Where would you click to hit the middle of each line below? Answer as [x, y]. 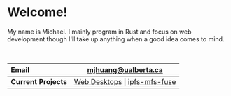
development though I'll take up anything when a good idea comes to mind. [116, 39]
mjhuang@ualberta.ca [125, 69]
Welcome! [37, 12]
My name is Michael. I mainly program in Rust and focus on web [99, 32]
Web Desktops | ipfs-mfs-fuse [125, 81]
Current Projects [39, 81]
